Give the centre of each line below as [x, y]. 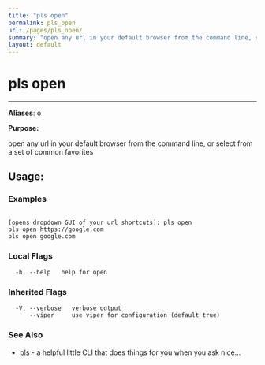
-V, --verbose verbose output [69, 308]
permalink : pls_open [42, 23]
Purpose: [24, 128]
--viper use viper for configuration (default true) [125, 315]
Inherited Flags [37, 292]
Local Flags [30, 255]
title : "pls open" [38, 15]
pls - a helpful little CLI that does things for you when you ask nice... [130, 352]
